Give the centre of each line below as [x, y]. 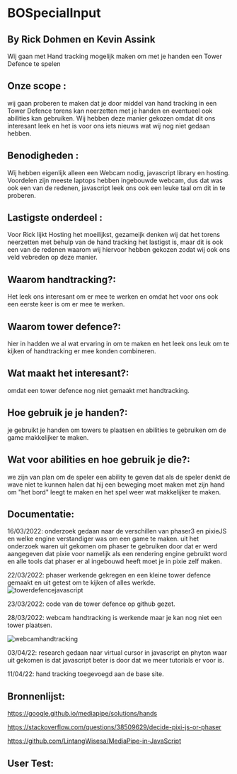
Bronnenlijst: [36, 696]
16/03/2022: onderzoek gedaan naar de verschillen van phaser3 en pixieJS [117, 531]
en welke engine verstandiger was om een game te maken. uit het [103, 539]
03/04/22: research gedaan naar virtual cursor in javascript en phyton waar [117, 653]
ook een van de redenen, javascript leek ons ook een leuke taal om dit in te [116, 188]
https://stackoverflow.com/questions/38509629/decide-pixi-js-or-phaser [114, 727]
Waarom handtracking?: [62, 279]
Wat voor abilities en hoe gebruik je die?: [99, 460]
